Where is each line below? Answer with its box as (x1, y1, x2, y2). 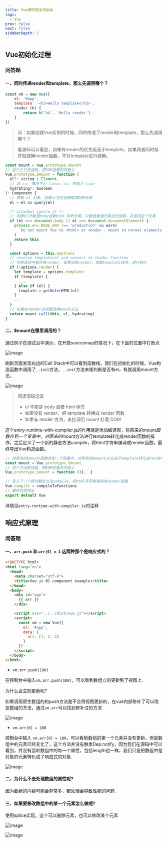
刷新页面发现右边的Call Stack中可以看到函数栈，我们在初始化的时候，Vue (5, 360, 157, 366)
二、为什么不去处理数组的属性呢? (5, 776, 73, 782)
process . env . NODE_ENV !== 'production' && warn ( (14, 223, 117, 228)
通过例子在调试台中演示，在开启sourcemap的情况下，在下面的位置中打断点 (5, 339, 160, 345)
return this (14, 237, 39, 242)
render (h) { (14, 106, 41, 111)
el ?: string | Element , (9, 177, 59, 182)
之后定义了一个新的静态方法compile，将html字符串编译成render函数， (13, 439, 158, 445)
